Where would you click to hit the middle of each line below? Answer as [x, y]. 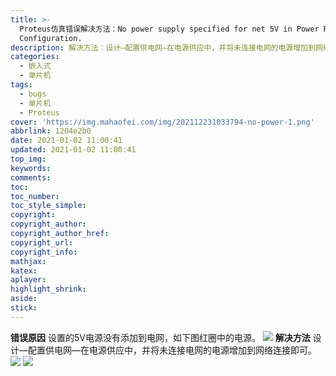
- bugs [33, 94]
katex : [24, 271]
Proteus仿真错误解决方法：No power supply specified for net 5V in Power [169, 29]
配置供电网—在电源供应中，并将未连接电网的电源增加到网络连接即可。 [172, 350]
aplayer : [28, 280]
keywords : [31, 168]
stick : [24, 308]
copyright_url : [42, 242]
